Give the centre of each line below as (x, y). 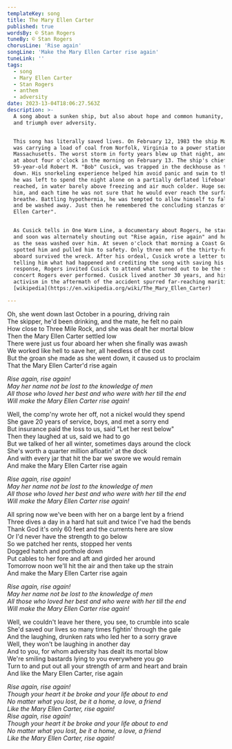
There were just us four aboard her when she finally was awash (97, 343)
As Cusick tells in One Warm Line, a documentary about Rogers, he (113, 231)
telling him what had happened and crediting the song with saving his (119, 263)
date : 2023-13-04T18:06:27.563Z (54, 104)
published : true (30, 26)
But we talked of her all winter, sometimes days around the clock (99, 444)
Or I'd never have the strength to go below (67, 536)
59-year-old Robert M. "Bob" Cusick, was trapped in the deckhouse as (117, 167)
